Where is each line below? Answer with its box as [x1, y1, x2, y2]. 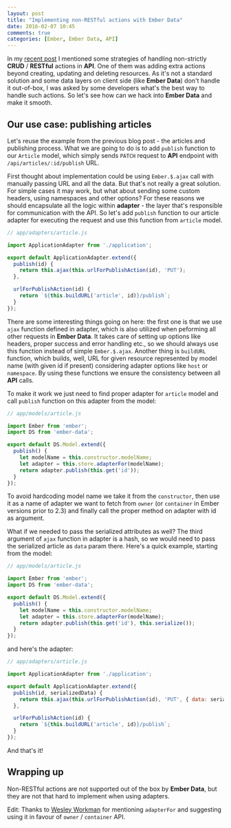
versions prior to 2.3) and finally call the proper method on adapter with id [7, 507, 217, 515]
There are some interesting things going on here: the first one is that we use [7, 318, 222, 326]
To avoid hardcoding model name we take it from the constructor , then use [7, 492, 220, 500]
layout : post [7, 10, 45, 17]
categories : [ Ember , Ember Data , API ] [7, 36, 118, 43]
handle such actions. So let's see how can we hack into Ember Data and [7, 91, 212, 100]
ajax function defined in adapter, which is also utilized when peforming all [7, 324, 217, 333]
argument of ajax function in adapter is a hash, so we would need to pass [7, 535, 215, 543]
